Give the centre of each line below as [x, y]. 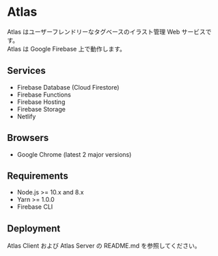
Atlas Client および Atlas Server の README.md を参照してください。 [104, 246]
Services [27, 71]
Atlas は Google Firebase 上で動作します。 [67, 49]
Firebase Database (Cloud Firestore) [68, 87]
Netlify [26, 116]
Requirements [38, 176]
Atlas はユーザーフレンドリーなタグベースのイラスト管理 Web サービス [107, 31]
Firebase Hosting [41, 102]
